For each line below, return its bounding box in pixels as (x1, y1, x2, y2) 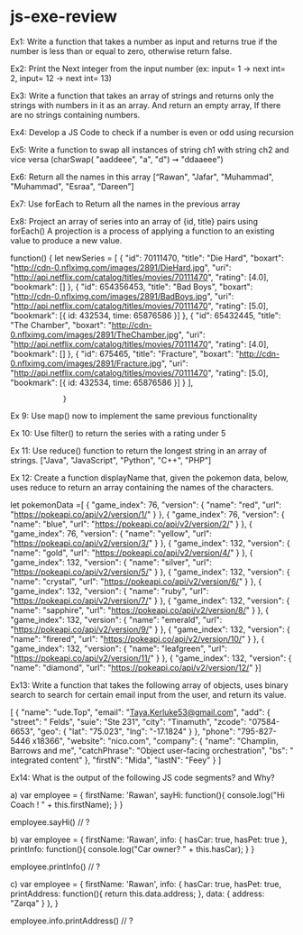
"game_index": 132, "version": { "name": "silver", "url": (10, 556, 213, 567)
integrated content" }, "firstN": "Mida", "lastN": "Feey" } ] (10, 755, 222, 765)
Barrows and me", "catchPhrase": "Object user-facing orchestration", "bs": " (10, 745, 294, 756)
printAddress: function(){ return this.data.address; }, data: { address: (10, 888, 265, 899)
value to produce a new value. (10, 234, 123, 245)
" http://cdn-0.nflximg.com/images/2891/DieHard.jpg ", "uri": (10, 261, 232, 272)
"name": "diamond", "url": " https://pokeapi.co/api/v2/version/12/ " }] (10, 662, 262, 673)
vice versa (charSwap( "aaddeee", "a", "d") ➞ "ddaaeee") (10, 153, 224, 164)
